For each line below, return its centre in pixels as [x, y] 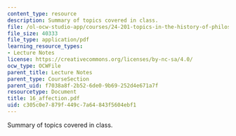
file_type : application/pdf [48, 40]
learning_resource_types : [45, 46]
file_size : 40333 [33, 33]
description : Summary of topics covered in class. [83, 20]
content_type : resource [42, 14]
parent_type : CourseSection [48, 79]
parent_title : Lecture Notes [50, 72]
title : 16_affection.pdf [44, 99]
